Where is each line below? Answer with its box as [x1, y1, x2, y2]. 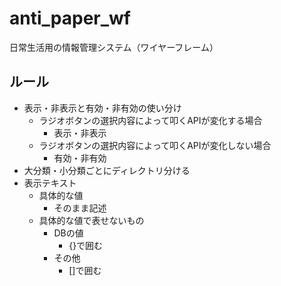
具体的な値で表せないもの [38, 214, 145, 226]
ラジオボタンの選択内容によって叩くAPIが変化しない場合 [38, 139, 272, 151]
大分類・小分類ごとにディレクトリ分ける [23, 164, 191, 176]
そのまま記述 [53, 202, 107, 214]
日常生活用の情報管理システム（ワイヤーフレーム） [9, 41, 219, 53]
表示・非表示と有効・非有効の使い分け [23, 102, 182, 114]
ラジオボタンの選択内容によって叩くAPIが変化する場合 [38, 114, 263, 126]
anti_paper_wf [9, 7, 131, 30]
